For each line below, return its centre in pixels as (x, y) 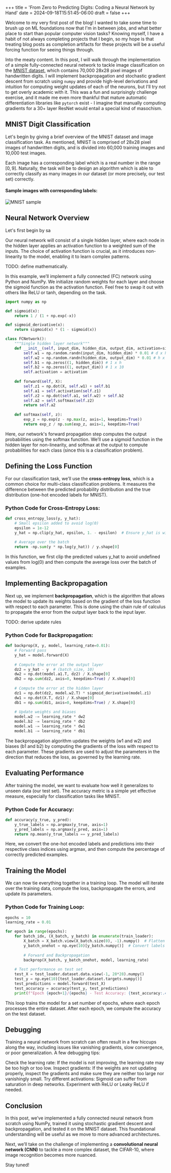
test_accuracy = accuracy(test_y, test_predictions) (72, 988)
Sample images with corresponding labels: (51, 191)
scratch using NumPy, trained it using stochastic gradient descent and (79, 1124)
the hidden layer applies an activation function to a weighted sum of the (80, 245)
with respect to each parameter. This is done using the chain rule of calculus (85, 607)
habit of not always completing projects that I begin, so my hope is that (80, 39)
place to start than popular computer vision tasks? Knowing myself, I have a (84, 33)
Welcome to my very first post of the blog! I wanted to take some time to (81, 23)
